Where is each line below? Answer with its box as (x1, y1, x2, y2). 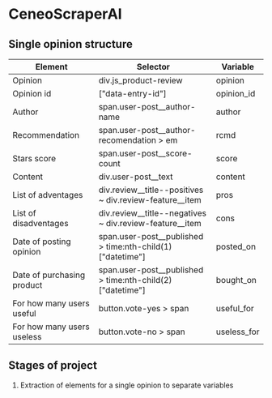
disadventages (12, 218, 69, 229)
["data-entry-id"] (98, 88, 168, 99)
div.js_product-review (98, 75, 184, 86)
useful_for (215, 303, 255, 314)
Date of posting (12, 236, 71, 247)
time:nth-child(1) (105, 241, 172, 252)
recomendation (98, 135, 156, 146)
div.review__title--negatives (98, 208, 206, 219)
